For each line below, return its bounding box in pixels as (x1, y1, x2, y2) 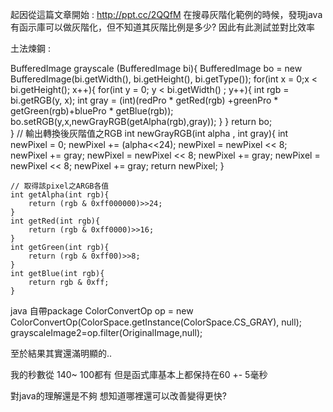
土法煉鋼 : (10, 43, 51, 54)
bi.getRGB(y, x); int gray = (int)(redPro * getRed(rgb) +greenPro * (10, 94, 279, 106)
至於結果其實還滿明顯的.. (10, 348, 113, 359)
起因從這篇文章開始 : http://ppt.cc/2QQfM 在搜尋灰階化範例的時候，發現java (10, 9, 323, 20)
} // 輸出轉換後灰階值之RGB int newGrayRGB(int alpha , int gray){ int (10, 128, 289, 139)
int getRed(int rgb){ (10, 216, 101, 226)
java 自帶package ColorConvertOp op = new (10, 305, 194, 317)
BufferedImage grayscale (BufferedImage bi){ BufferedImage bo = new (10, 63, 303, 74)
